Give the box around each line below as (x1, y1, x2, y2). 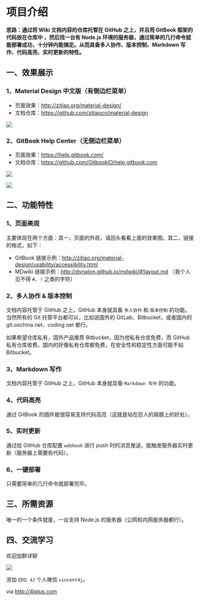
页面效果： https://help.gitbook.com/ (14, 151, 104, 158)
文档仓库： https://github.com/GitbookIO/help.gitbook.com (14, 158, 158, 165)
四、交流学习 (6, 535, 54, 545)
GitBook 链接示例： (14, 254, 62, 261)
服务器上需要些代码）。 (16, 449, 71, 456)
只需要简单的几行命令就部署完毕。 (6, 480, 90, 487)
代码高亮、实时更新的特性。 (16, 48, 85, 55)
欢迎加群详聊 (6, 552, 37, 559)
